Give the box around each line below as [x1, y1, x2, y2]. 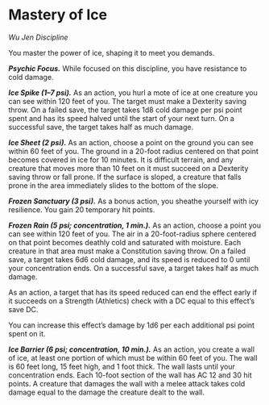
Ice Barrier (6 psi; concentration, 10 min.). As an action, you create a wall [8, 344, 255, 354]
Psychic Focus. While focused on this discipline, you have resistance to [8, 63, 247, 73]
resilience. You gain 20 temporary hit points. [8, 204, 155, 215]
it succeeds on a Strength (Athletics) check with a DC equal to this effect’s [8, 296, 255, 306]
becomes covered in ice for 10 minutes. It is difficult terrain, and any [8, 155, 234, 165]
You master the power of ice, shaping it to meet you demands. [8, 48, 215, 57]
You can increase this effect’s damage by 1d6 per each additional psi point [8, 320, 255, 330]
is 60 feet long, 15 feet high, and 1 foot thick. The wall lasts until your [8, 361, 235, 371]
